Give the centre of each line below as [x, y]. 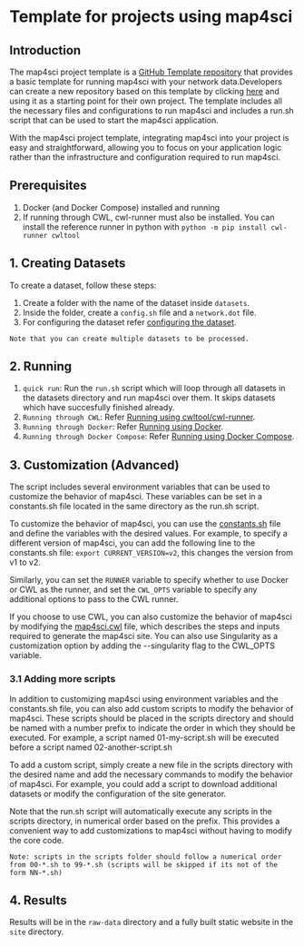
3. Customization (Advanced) [94, 465]
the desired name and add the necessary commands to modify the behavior [151, 774]
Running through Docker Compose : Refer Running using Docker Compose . [158, 437]
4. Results [39, 900]
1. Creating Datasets [68, 264]
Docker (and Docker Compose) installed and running [121, 207]
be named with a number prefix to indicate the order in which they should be [152, 727]
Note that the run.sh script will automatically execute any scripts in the [141, 811]
